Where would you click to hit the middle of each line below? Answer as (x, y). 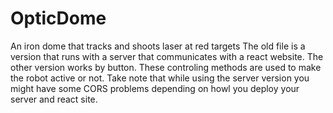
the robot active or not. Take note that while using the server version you (160, 78)
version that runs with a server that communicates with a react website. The (167, 56)
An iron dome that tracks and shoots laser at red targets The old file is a (158, 46)
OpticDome (58, 18)
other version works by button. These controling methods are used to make (166, 67)
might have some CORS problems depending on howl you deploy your (155, 88)
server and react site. (54, 99)
